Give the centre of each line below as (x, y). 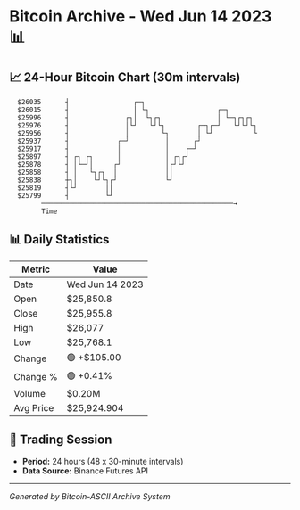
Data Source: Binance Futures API (85, 471)
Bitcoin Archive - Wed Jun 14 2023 (141, 16)
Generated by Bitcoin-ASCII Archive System (90, 496)
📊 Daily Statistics (59, 239)
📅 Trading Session (61, 440)
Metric (36, 269)
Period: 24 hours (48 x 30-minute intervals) (103, 461)
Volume (30, 393)
